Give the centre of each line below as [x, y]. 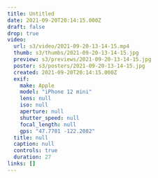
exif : [22, 79]
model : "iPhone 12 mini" [56, 92]
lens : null [36, 99]
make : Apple [37, 85]
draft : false [26, 27]
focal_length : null [48, 124]
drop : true [23, 33]
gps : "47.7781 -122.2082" [58, 131]
